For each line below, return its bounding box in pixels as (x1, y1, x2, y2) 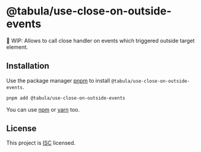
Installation (6, 61, 49, 71)
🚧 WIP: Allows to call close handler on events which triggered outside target (6, 37, 195, 44)
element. (6, 43, 28, 51)
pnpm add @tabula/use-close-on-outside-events (6, 95, 126, 101)
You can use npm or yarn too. (6, 106, 80, 113)
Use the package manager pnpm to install (6, 77, 110, 84)
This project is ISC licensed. (6, 139, 76, 147)
